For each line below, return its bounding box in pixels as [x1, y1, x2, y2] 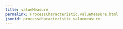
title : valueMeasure [5, 7, 49, 12]
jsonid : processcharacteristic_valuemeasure [5, 16, 100, 21]
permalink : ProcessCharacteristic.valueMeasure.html [5, 12, 118, 17]
